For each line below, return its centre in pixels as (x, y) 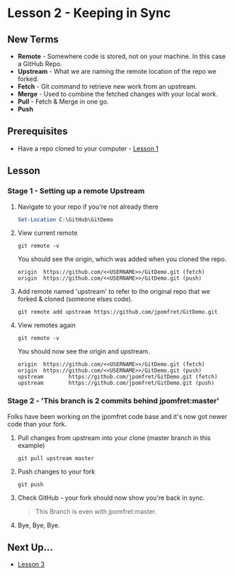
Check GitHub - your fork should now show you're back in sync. (111, 498)
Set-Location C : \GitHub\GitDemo (65, 219)
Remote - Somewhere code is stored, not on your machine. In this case (122, 56)
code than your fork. (37, 424)
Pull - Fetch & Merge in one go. (63, 102)
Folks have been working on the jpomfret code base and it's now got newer (117, 416)
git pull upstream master (56, 458)
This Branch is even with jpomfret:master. (96, 511)
